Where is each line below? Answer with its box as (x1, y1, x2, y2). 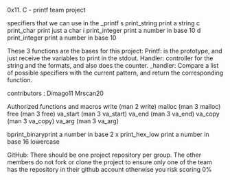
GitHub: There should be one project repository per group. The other (7, 151, 201, 159)
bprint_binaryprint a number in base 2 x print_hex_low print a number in (7, 130, 209, 138)
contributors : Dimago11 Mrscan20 (7, 89, 104, 97)
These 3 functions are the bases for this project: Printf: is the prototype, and (7, 47, 222, 55)
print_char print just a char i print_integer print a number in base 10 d (7, 27, 201, 34)
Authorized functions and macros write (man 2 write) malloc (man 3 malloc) (7, 103, 221, 110)
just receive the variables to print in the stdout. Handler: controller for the (7, 54, 214, 62)
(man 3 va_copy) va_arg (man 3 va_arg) (7, 117, 119, 125)
